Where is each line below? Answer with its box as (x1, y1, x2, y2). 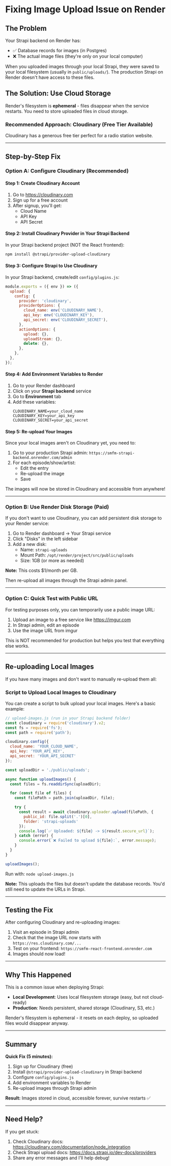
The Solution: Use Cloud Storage (5, 89, 111, 98)
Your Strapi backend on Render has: (5, 37, 81, 43)
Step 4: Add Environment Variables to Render (5, 371, 103, 377)
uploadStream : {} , (23, 336, 63, 341)
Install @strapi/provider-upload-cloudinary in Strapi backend (12, 1069, 142, 1075)
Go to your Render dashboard (12, 382, 75, 388)
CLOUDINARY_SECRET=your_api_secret (12, 417, 89, 423)
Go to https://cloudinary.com (12, 191, 73, 197)
